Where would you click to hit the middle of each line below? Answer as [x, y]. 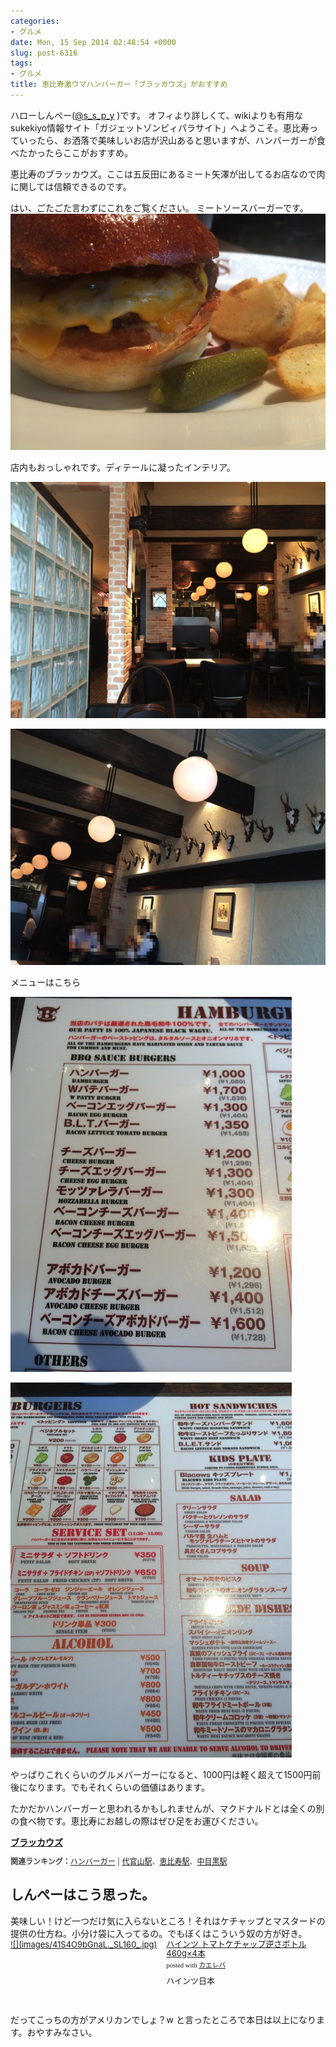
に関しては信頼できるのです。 [71, 186]
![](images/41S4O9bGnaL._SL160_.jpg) [84, 1944]
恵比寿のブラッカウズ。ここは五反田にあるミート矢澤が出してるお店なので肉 [168, 174]
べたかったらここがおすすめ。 [71, 152]
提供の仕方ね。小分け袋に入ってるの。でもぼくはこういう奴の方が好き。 [159, 1933]
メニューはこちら [45, 982]
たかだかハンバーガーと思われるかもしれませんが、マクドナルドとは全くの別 [167, 1808]
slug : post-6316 [44, 53]
